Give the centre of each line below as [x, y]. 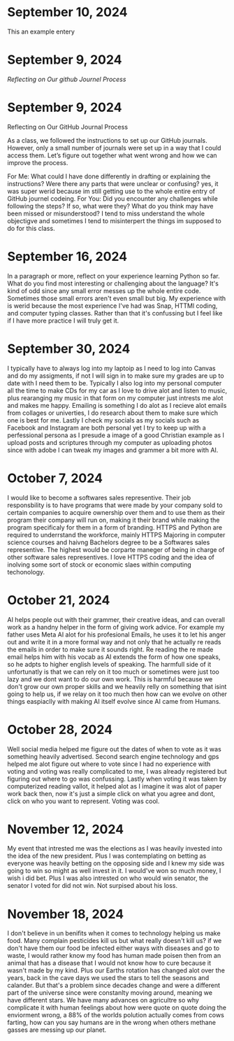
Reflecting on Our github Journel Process [67, 79]
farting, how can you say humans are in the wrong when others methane [112, 1023]
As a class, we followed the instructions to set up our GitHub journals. [107, 140]
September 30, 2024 [69, 349]
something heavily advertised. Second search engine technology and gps [113, 756]
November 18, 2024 [66, 914]
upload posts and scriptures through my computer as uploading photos [110, 442]
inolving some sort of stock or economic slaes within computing [100, 565]
